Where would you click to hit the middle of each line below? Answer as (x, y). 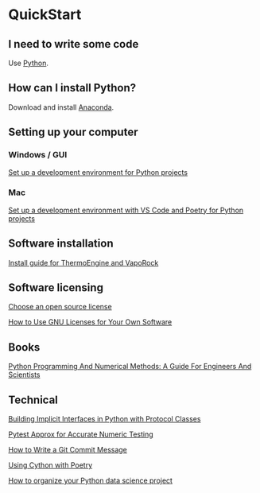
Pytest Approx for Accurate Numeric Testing (81, 434)
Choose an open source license (60, 307)
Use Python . (29, 63)
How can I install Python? (72, 88)
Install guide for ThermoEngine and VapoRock (83, 262)
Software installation (61, 244)
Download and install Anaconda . (61, 107)
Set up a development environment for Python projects (98, 172)
